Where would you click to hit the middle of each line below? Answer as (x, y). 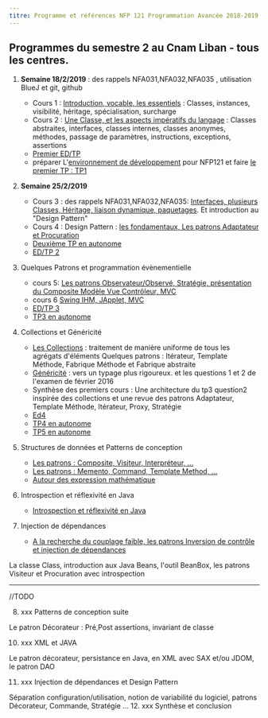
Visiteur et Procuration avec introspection (77, 574)
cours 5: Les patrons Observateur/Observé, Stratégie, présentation (142, 283)
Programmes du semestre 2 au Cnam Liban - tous (134, 48)
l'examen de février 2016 (73, 382)
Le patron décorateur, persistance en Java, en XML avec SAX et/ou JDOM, (132, 658)
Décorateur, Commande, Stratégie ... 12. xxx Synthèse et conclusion (120, 706)
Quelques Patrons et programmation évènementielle (106, 268)
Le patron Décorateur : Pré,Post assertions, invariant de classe (111, 627)
